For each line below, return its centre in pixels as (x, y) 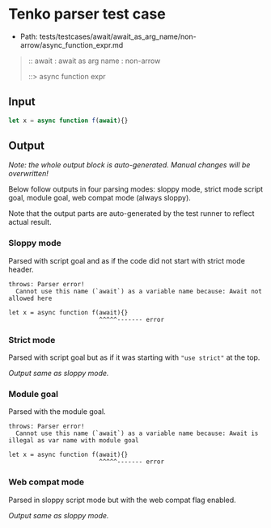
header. (21, 269)
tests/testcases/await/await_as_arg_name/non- (118, 36)
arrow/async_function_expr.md (72, 44)
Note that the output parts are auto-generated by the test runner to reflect (131, 213)
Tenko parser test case (87, 14)
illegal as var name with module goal (74, 441)
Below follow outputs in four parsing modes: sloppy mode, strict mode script (136, 189)
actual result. (30, 222)
